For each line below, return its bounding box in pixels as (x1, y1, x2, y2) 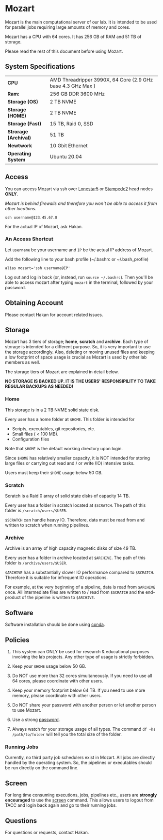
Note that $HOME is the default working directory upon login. (5, 445, 123, 451)
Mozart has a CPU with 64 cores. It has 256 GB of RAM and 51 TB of (5, 34, 142, 40)
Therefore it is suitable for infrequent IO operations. (5, 575, 108, 580)
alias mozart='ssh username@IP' (5, 265, 70, 271)
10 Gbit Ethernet (49, 142, 88, 149)
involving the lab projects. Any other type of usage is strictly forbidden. (12, 654, 154, 660)
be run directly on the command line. (5, 765, 79, 771)
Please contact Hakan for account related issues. (5, 312, 103, 318)
